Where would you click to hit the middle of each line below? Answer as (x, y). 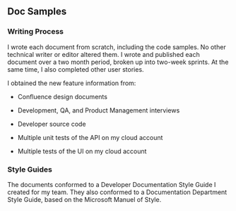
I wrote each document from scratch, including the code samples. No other (117, 47)
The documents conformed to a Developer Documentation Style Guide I (112, 184)
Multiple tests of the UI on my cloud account (82, 151)
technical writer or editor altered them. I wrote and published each (104, 54)
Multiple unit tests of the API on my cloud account (90, 137)
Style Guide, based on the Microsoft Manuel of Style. (84, 199)
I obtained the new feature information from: (72, 83)
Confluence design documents (63, 96)
